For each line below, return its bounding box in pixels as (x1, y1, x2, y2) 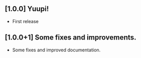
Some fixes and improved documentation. (12, 47, 101, 53)
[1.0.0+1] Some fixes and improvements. (5, 33, 137, 42)
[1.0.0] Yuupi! (5, 5, 49, 13)
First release (12, 18, 39, 24)
